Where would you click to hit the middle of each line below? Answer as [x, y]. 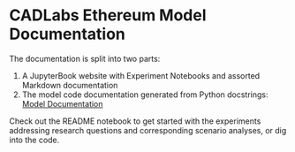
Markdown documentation [70, 85]
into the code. [34, 140]
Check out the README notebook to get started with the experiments [135, 121]
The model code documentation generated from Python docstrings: [145, 95]
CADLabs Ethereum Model [108, 15]
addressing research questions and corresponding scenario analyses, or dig [148, 130]
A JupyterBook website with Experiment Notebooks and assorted [141, 75]
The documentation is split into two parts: [85, 58]
